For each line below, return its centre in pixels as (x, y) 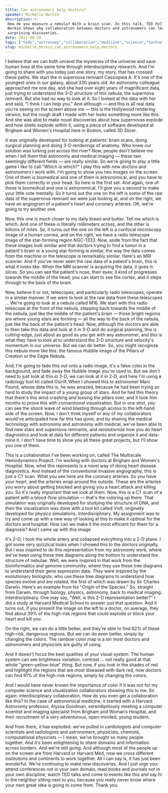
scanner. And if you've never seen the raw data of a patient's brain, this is (81, 261)
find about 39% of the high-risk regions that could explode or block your (80, 613)
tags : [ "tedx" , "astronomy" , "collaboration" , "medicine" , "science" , (76, 42)
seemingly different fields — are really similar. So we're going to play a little (82, 161)
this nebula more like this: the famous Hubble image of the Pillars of (75, 350)
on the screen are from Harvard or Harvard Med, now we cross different (79, 753)
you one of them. (23, 445)
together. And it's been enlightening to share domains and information (77, 742)
